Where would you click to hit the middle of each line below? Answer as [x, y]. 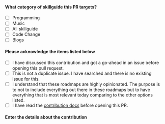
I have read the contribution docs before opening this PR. [70, 105]
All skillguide [25, 29]
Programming [26, 18]
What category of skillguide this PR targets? [51, 7]
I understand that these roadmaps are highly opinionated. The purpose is [86, 84]
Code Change [26, 34]
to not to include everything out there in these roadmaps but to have [81, 90]
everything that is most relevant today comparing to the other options [82, 95]
